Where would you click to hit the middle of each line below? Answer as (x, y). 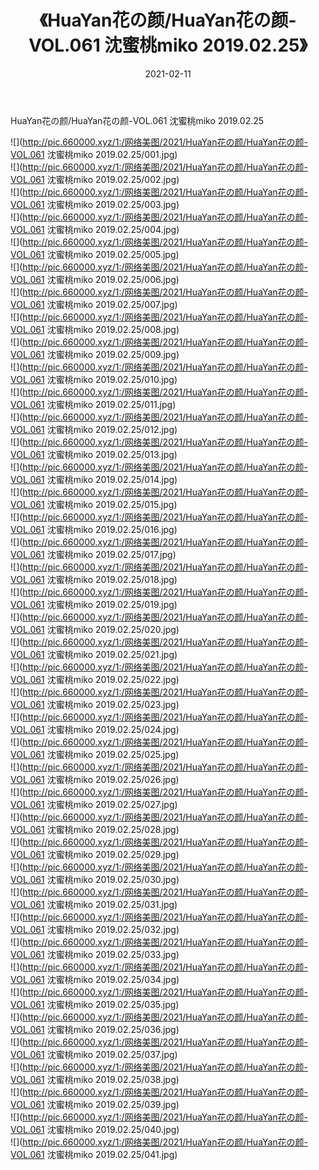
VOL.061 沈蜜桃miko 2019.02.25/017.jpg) (93, 554)
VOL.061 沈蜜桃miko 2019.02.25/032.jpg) (95, 929)
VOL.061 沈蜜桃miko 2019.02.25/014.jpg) (94, 479)
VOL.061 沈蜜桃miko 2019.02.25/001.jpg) (94, 154)
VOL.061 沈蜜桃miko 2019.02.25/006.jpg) (95, 279)
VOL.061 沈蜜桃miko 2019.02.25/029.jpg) (95, 854)
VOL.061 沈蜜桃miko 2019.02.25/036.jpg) (95, 1029)
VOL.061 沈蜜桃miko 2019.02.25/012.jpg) (94, 429)
